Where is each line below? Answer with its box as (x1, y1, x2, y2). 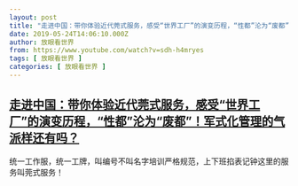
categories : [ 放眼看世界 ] (9, 63, 106, 72)
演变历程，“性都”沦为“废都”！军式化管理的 (38, 114, 274, 129)
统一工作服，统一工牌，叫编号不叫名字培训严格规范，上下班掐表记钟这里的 (9, 156, 281, 167)
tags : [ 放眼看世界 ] (9, 54, 82, 63)
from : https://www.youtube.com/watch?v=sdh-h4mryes (9, 46, 204, 55)
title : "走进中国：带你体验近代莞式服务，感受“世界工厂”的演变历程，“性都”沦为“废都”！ (9, 21, 296, 30)
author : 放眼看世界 (9, 37, 74, 47)
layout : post (9, 12, 58, 22)
